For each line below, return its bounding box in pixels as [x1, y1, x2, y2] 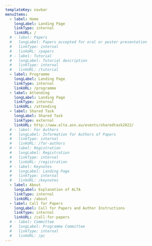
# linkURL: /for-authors [9, 141, 65, 146]
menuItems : [5, 12, 28, 17]
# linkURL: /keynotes [9, 178, 58, 183]
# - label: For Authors [9, 127, 58, 132]
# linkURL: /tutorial [9, 67, 58, 72]
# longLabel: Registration [9, 150, 70, 155]
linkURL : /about [14, 196, 48, 201]
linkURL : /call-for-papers [14, 215, 70, 220]
